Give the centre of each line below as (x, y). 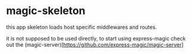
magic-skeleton (46, 11)
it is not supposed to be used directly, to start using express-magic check (96, 38)
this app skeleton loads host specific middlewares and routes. (81, 27)
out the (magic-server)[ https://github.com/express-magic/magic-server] (95, 45)
